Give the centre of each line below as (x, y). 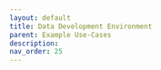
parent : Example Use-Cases (60, 35)
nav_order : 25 (36, 52)
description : (34, 43)
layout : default (40, 18)
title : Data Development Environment (81, 26)
